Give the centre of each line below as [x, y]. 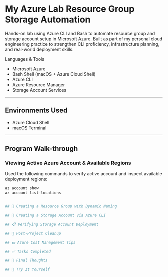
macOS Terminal [29, 128]
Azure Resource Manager [39, 85]
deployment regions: [26, 179]
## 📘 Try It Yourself [28, 270]
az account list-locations [33, 193]
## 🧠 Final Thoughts [27, 261]
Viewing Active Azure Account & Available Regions [68, 163]
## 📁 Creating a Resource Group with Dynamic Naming [61, 206]
